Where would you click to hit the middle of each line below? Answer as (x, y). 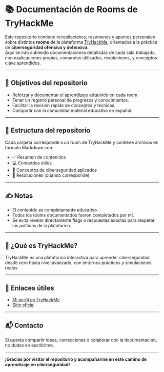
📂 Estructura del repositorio (48, 131)
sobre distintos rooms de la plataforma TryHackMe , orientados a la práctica (81, 42)
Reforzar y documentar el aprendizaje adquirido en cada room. (75, 95)
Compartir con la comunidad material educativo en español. (72, 110)
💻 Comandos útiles (32, 163)
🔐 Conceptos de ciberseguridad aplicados (54, 170)
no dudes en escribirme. (30, 345)
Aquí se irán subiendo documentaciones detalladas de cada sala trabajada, (81, 53)
